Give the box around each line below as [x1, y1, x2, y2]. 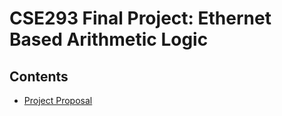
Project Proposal [23, 95, 93, 106]
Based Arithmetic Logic [9, 28, 209, 51]
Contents [9, 68, 69, 85]
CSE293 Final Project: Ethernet [9, 7, 272, 30]
